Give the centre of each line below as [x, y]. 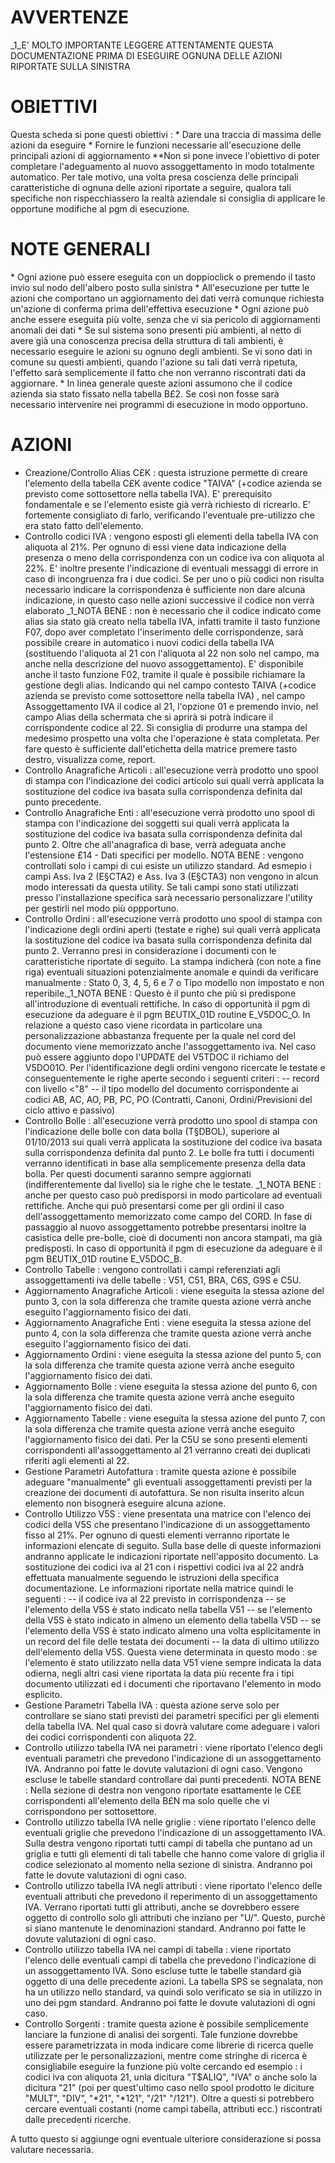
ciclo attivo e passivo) [70, 1110]
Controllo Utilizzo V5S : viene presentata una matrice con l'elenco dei [168, 1513]
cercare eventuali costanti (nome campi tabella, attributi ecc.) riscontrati [173, 2108]
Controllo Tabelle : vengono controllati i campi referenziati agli [152, 1269]
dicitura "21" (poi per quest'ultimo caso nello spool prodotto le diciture [169, 2087]
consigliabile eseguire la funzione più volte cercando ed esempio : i [163, 2066]
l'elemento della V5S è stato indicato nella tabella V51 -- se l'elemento [168, 1609]
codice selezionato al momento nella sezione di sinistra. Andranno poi [168, 1864]
